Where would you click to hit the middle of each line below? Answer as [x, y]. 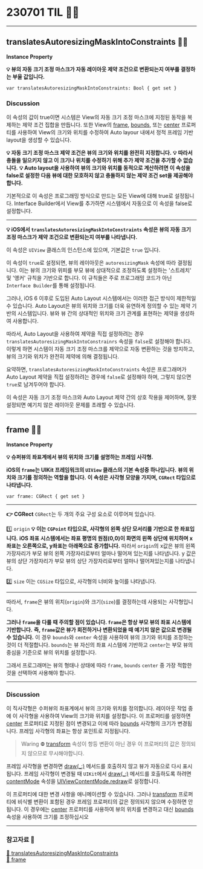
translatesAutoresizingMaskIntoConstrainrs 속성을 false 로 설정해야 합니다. [99, 342]
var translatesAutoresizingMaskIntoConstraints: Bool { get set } [92, 88]
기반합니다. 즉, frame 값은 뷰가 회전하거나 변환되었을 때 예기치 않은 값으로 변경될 [99, 630]
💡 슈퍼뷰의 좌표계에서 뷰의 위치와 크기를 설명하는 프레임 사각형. [80, 457]
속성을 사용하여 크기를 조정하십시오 [47, 817]
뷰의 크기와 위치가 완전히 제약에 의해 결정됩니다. [63, 357]
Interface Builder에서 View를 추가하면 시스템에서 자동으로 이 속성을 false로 [103, 203]
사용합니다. [26, 321]
